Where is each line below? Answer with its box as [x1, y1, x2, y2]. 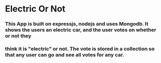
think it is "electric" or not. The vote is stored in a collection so [5, 46, 155, 52]
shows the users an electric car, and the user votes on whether [5, 26, 157, 33]
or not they [5, 33, 32, 39]
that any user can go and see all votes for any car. [5, 51, 125, 58]
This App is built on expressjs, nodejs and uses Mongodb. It [5, 21, 149, 27]
